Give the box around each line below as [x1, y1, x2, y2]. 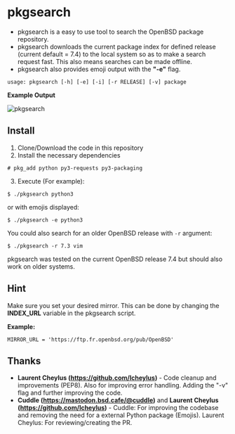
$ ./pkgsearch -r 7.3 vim [7, 242, 83, 250]
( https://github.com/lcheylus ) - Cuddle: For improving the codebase [17, 404, 219, 412]
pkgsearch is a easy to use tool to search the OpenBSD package [17, 27, 204, 36]
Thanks [7, 355, 41, 366]
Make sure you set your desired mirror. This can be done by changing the [7, 301, 220, 309]
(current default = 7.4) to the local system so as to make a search [17, 50, 206, 58]
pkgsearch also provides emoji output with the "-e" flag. [17, 65, 181, 73]
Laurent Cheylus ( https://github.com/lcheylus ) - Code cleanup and [17, 374, 217, 382]
